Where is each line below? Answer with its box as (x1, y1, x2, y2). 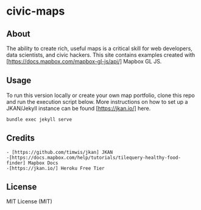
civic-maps (6, 4, 65, 18)
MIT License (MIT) (6, 198, 53, 205)
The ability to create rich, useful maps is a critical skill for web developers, (6, 45, 193, 52)
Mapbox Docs (28, 160, 59, 166)
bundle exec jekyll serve (6, 116, 72, 123)
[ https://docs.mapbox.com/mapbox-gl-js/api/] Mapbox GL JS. (6, 58, 162, 65)
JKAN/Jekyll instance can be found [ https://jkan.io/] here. (6, 104, 151, 112)
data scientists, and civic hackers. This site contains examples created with (6, 51, 196, 59)
